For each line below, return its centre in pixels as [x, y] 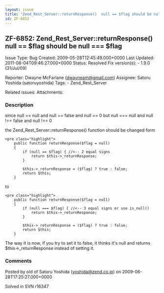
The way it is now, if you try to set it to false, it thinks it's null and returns [78, 243]
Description [19, 105]
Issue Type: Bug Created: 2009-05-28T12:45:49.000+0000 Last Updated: [80, 58]
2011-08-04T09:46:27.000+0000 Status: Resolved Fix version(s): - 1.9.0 [78, 63]
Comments [18, 261]
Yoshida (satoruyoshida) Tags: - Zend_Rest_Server [56, 83]
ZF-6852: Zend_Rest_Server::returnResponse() [79, 38]
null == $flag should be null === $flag [64, 46]
